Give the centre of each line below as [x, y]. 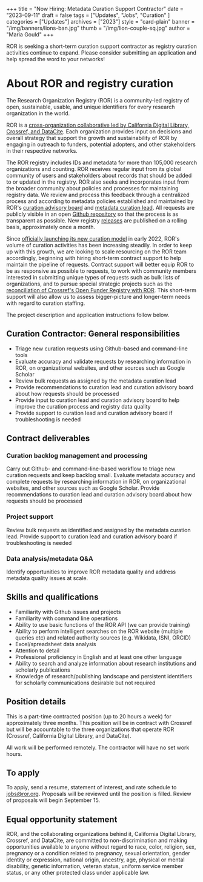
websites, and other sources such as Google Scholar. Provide [83, 488]
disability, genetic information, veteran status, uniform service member [95, 866]
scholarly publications [43, 670]
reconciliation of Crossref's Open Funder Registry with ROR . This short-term [101, 290]
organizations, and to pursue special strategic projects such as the [89, 284]
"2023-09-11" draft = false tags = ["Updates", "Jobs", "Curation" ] [88, 15]
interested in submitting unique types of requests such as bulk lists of [93, 277]
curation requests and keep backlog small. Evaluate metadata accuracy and [101, 475]
